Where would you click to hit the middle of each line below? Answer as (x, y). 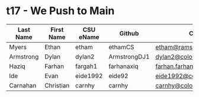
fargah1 (86, 66)
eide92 (118, 76)
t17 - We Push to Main (60, 11)
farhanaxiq (123, 66)
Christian (57, 85)
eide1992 (89, 76)
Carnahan (23, 85)
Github (129, 33)
